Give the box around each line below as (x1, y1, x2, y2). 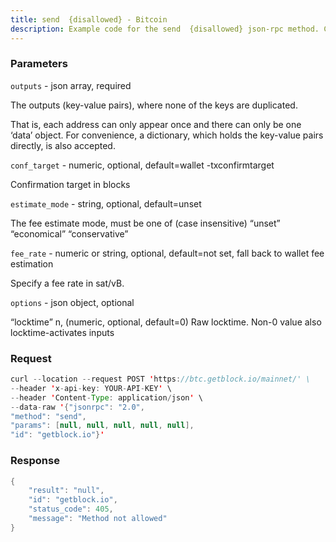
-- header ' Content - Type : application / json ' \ (10, 392, 203, 403)
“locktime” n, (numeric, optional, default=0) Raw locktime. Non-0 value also (10, 316, 322, 328)
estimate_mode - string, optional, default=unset (10, 197, 202, 210)
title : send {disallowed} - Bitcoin (10, 14, 168, 25)
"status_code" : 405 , (28, 504, 114, 515)
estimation (10, 257, 54, 270)
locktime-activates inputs (10, 326, 115, 338)
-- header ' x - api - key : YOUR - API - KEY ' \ (10, 383, 172, 393)
